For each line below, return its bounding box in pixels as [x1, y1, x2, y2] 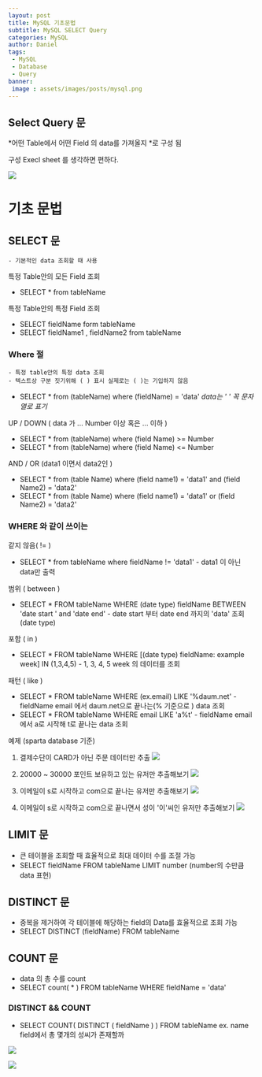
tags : [8, 48, 26, 56]
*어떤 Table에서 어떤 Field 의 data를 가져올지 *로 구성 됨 [8, 139, 183, 148]
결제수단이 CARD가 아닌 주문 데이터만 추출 [19, 752, 151, 762]
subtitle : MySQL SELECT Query [8, 26, 108, 34]
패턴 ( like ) [8, 675, 43, 685]
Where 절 [8, 349, 44, 360]
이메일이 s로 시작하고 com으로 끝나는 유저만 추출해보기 [19, 785, 189, 796]
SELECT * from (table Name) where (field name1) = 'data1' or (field [19, 492, 235, 501]
